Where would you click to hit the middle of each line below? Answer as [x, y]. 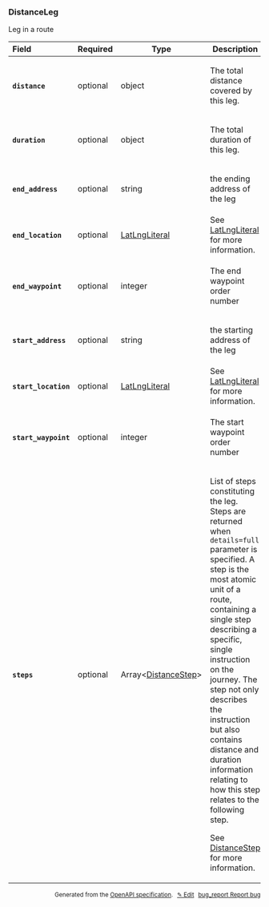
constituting [232, 491]
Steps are [228, 511]
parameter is [233, 550]
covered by [231, 91]
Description [235, 49]
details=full [235, 540]
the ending [230, 179]
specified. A [232, 559]
